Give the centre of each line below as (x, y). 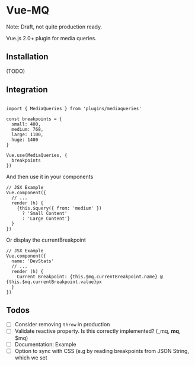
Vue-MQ (28, 10)
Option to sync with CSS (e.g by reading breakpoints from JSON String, (102, 351)
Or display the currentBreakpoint (46, 240)
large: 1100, (28, 134)
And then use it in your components (50, 176)
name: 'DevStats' (33, 261)
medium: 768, (28, 129)
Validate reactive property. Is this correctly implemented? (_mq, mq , (97, 331)
